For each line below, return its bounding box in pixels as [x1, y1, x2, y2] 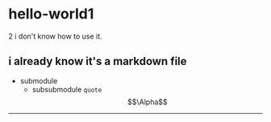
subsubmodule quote [31, 84, 102, 94]
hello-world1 [8, 5, 94, 23]
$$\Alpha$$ [127, 97, 168, 107]
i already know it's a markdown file [8, 55, 187, 68]
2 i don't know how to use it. [8, 31, 102, 41]
